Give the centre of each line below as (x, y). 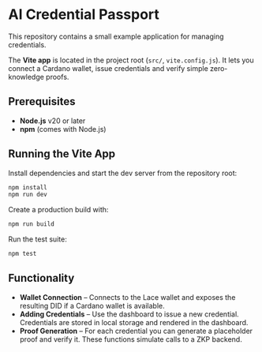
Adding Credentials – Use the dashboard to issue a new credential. (129, 314)
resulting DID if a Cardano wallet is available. (92, 305)
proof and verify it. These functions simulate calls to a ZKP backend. (131, 339)
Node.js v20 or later (52, 121)
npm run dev (28, 195)
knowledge (26, 77)
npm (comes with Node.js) (63, 129)
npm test (22, 254)
